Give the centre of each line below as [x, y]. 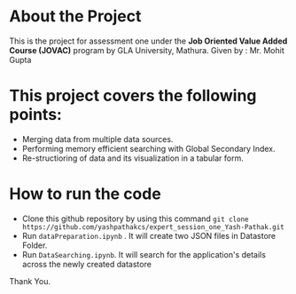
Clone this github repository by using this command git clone [135, 219]
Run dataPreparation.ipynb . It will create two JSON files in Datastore [149, 235]
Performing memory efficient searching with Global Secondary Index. [148, 148]
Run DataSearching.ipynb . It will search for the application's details [144, 254]
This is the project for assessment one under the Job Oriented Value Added [148, 41]
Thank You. [30, 281]
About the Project [75, 16]
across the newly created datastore [87, 264]
